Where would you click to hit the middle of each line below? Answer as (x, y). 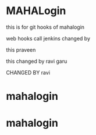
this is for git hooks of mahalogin (45, 27)
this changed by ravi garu (37, 61)
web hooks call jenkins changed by (48, 38)
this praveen (21, 50)
